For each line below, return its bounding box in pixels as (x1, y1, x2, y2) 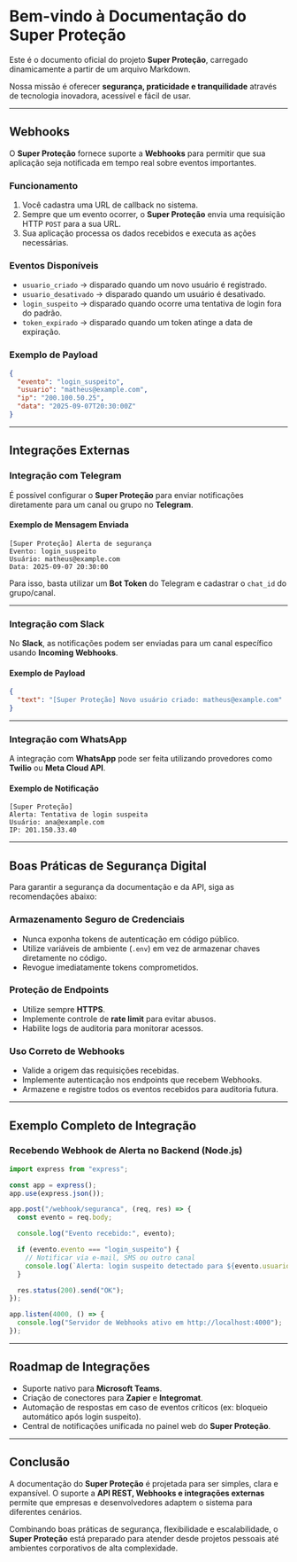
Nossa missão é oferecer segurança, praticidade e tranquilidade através (9, 81, 277, 91)
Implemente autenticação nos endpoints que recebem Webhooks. (21, 1074, 263, 1085)
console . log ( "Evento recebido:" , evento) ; (17, 1230, 176, 1238)
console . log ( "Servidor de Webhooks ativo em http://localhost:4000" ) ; (17, 1318, 283, 1327)
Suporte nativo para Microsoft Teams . (21, 1383, 163, 1394)
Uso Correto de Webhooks (9, 1044, 126, 1057)
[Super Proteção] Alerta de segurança (9, 539, 152, 548)
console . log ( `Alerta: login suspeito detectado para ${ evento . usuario (25, 1261, 291, 1270)
